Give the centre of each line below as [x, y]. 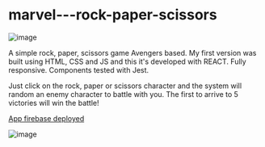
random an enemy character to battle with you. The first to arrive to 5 [123, 94]
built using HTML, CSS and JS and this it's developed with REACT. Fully [127, 61]
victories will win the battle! [54, 103]
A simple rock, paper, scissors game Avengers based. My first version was [132, 52]
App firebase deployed [46, 118]
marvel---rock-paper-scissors [113, 15]
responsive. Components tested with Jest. [79, 69]
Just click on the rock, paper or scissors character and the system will [125, 86]
